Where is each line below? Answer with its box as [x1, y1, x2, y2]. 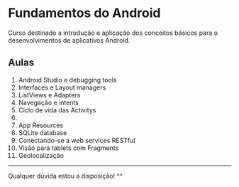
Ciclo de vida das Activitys [18, 105, 96, 114]
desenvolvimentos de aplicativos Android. [8, 36, 130, 44]
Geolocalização [18, 151, 65, 159]
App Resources [18, 121, 64, 129]
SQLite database [18, 128, 67, 137]
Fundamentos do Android [8, 5, 161, 21]
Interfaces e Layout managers [18, 83, 106, 92]
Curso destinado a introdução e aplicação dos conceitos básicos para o [8, 28, 218, 37]
